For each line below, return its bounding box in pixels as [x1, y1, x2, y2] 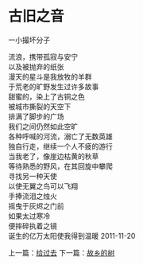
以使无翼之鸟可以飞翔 [8, 181, 78, 191]
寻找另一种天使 [8, 171, 57, 181]
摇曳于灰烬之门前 [8, 201, 64, 211]
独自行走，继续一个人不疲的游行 [8, 141, 113, 151]
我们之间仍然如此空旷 [8, 121, 78, 131]
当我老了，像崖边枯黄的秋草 [8, 151, 99, 161]
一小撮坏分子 [8, 35, 50, 45]
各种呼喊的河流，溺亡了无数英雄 [8, 131, 113, 141]
